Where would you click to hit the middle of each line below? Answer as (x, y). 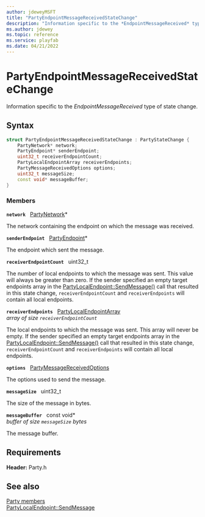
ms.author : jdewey (30, 29)
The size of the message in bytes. (49, 403)
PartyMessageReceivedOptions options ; (67, 168)
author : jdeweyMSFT (31, 12)
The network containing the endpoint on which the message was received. (100, 226)
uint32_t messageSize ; (46, 174)
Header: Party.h (27, 467)
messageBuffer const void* (41, 415)
